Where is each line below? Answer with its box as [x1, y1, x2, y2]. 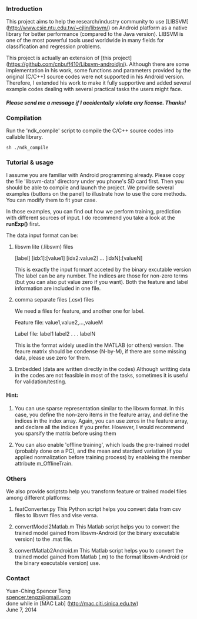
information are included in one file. [14, 285, 101, 292]
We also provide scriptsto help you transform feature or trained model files [6, 487, 187, 495]
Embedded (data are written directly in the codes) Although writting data [14, 366, 191, 373]
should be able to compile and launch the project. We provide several [6, 184, 174, 191]
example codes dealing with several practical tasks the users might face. [6, 86, 182, 93]
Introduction [6, 5, 42, 13]
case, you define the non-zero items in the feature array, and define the [14, 411, 188, 418]
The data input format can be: [6, 232, 78, 239]
